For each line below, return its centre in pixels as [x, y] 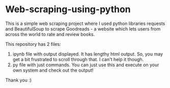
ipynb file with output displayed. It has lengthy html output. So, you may [88, 54]
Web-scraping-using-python [68, 9]
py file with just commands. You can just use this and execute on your [86, 65]
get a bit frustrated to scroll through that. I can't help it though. [78, 59]
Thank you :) [19, 80]
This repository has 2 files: [33, 44]
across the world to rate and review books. [50, 34]
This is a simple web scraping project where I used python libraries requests [85, 23]
